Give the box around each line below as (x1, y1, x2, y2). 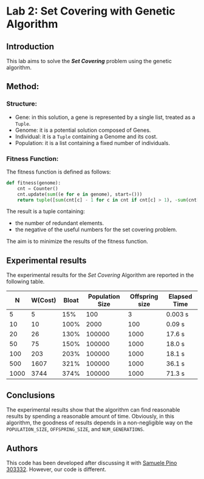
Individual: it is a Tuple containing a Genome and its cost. (15, 132, 158, 140)
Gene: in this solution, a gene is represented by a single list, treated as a (15, 114, 195, 121)
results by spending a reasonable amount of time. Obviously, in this (6, 413, 175, 420)
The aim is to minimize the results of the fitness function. (6, 238, 149, 245)
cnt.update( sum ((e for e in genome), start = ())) (17, 191, 143, 197)
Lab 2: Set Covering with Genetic (6, 4, 175, 18)
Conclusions (6, 390, 55, 400)
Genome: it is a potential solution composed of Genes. (15, 126, 151, 134)
